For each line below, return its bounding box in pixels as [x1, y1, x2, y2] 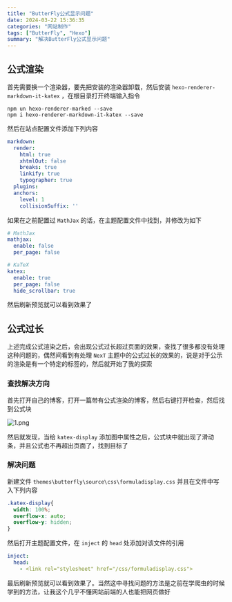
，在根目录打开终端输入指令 [61, 91, 140, 100]
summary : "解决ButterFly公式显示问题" [7, 36, 110, 43]
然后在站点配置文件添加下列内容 [7, 124, 98, 132]
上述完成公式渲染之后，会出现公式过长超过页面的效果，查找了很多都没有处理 [7, 343, 225, 351]
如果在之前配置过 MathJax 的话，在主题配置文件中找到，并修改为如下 [7, 216, 202, 224]
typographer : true [19, 177, 72, 184]
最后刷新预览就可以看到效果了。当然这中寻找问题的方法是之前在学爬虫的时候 [7, 578, 225, 587]
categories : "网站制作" [7, 23, 71, 30]
